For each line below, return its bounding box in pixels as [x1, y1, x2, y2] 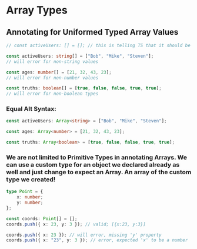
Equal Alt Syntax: [6, 105, 57, 113]
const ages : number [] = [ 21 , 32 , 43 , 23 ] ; [6, 69, 112, 75]
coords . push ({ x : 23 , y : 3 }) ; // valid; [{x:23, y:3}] [6, 221, 146, 227]
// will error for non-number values [6, 75, 99, 81]
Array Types [6, 4, 68, 17]
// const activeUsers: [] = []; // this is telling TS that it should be [6, 42, 191, 48]
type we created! [6, 175, 56, 183]
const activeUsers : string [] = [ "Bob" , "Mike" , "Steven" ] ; [6, 53, 154, 59]
